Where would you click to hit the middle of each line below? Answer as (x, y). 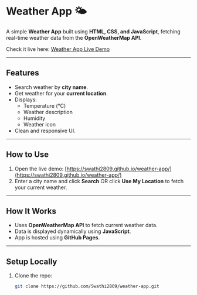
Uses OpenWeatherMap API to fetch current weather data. (86, 225)
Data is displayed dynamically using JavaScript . (73, 231)
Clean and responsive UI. (45, 131)
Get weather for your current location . (61, 93)
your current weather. (41, 187)
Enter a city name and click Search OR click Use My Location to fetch (99, 181)
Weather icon (40, 124)
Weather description (48, 112)
